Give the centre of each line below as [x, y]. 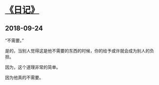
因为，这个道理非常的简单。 [33, 67]
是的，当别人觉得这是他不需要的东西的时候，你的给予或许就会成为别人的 [77, 51]
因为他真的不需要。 [24, 77]
